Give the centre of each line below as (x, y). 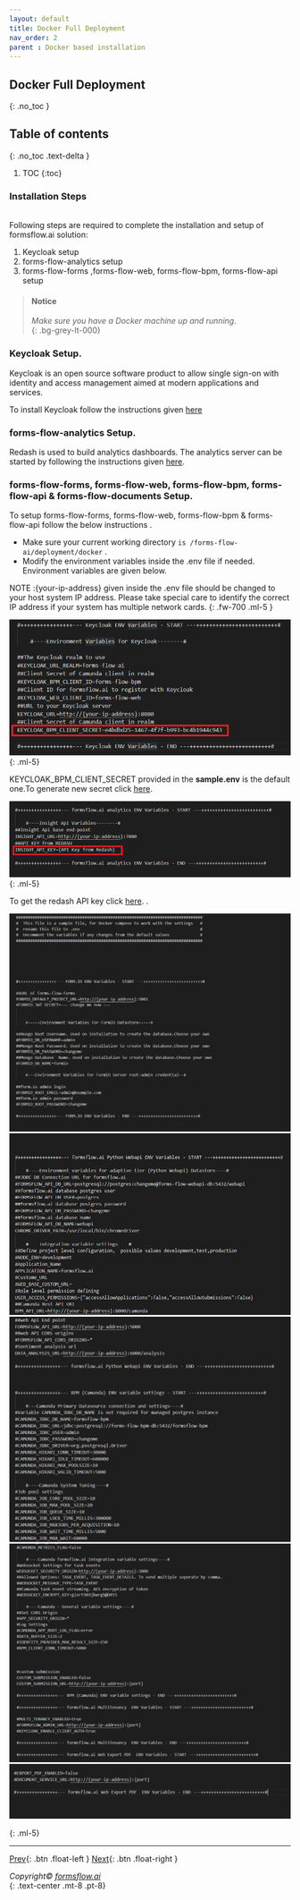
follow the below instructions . (97, 525)
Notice (44, 301)
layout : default (39, 19)
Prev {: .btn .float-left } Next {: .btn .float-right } (94, 1858)
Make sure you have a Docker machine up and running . (133, 321)
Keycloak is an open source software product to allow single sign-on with (144, 373)
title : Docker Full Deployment (67, 28)
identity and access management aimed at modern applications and (134, 382)
